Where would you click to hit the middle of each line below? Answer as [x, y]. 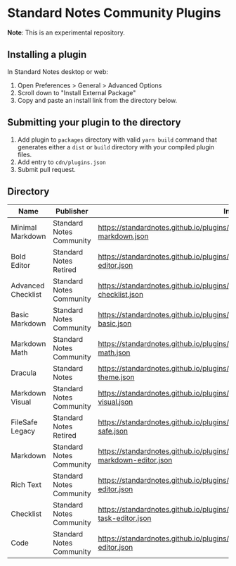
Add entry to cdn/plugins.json [62, 162]
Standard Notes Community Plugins [114, 13]
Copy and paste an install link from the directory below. [97, 100]
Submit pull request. [46, 169]
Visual [21, 402]
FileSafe [24, 422]
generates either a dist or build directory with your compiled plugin [116, 147]
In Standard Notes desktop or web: [58, 71]
